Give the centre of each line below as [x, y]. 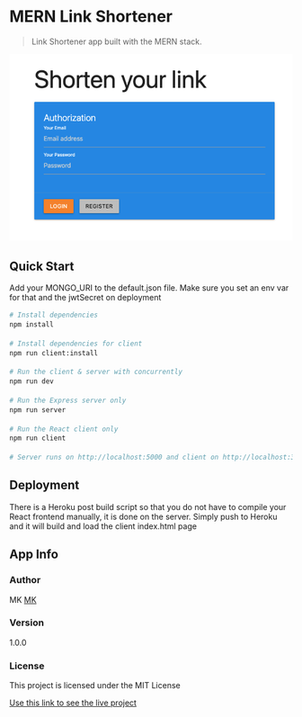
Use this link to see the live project [73, 703]
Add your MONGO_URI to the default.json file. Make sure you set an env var [149, 288]
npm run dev [31, 381]
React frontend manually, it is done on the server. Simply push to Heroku [143, 516]
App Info [34, 555]
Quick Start [42, 266]
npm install [31, 324]
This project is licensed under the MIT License [95, 686]
